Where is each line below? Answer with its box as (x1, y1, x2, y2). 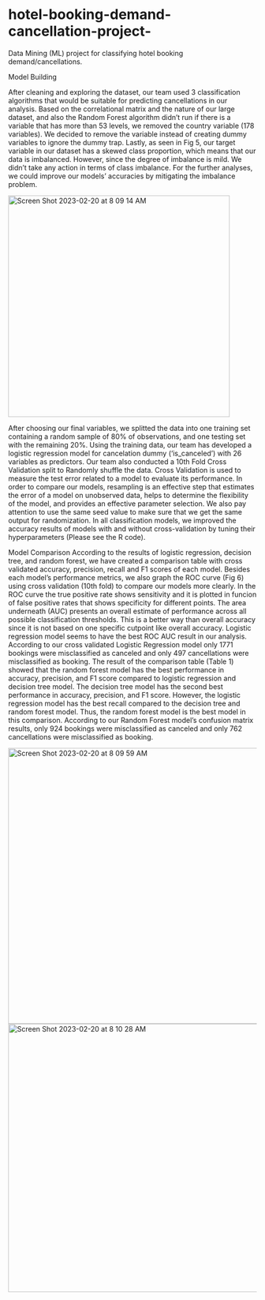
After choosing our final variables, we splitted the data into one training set (8, 423, 251, 433)
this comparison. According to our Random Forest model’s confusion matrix (8, 715, 254, 725)
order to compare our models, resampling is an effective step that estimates (8, 481, 255, 491)
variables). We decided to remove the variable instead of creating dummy (8, 129, 247, 139)
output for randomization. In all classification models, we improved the (8, 515, 237, 525)
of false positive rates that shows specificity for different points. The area (8, 598, 247, 607)
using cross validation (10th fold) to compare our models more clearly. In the (8, 581, 256, 590)
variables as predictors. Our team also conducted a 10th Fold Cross (8, 456, 227, 466)
